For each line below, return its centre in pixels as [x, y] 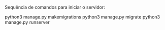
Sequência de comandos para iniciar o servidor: [55, 7]
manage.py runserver [27, 22]
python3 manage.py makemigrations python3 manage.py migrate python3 [82, 17]
